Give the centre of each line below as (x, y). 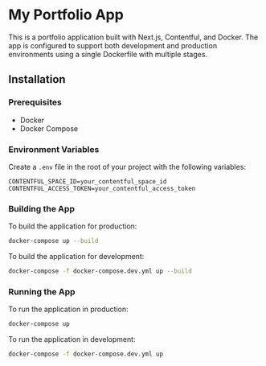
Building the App (41, 208)
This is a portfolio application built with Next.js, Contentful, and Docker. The (133, 37)
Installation (37, 79)
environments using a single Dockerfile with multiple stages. (108, 54)
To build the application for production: (73, 226)
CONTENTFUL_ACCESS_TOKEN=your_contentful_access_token (102, 188)
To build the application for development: (76, 257)
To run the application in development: (72, 339)
